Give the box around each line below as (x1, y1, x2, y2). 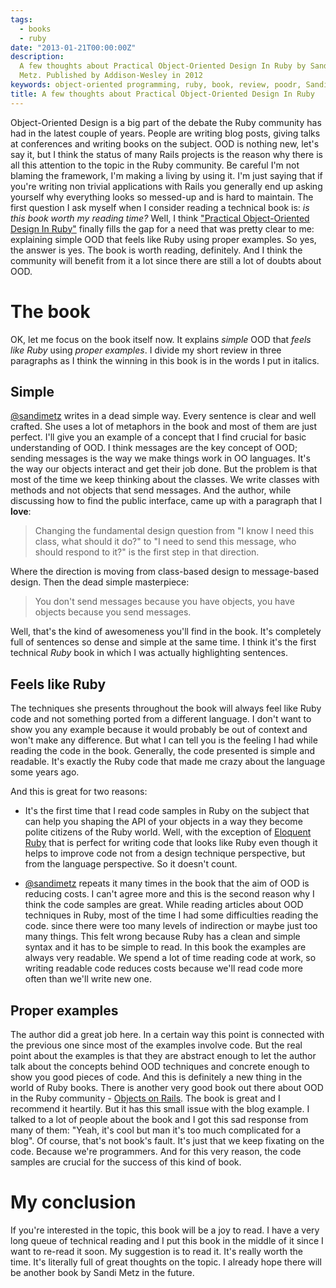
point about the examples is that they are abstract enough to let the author (10, 1050, 317, 1061)
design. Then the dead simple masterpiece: (10, 576, 190, 588)
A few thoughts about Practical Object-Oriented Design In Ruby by (19, 61, 307, 71)
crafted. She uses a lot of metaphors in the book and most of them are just (10, 421, 318, 433)
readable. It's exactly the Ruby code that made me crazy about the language (10, 756, 326, 768)
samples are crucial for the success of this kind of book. (10, 1156, 242, 1168)
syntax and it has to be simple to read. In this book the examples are (24, 941, 307, 953)
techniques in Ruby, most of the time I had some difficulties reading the (24, 909, 319, 921)
